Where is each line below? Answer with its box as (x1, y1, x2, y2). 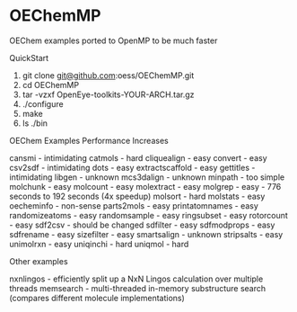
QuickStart (9, 52, 49, 63)
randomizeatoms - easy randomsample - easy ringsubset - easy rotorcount (9, 209, 289, 220)
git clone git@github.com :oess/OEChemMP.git (22, 69, 195, 81)
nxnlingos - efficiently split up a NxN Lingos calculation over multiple (9, 273, 264, 284)
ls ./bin (22, 118, 48, 129)
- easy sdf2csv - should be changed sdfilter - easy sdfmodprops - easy (9, 219, 275, 230)
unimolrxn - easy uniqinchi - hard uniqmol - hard (9, 238, 189, 249)
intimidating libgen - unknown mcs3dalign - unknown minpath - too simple (9, 172, 285, 183)
